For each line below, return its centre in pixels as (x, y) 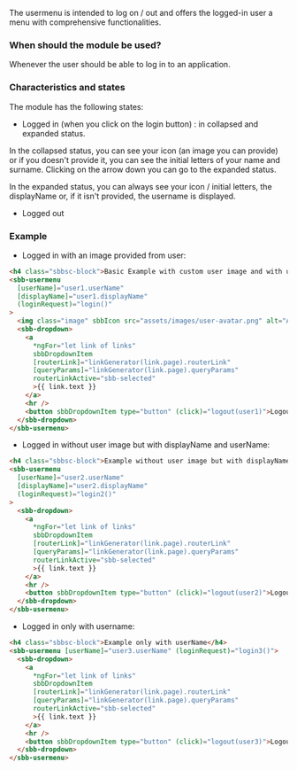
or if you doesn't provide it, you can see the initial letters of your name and (145, 159)
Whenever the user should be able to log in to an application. (120, 65)
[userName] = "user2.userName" (71, 478)
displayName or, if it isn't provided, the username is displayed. (122, 196)
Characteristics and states (67, 88)
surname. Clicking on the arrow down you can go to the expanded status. (143, 169)
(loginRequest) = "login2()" (67, 494)
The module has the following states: (76, 106)
